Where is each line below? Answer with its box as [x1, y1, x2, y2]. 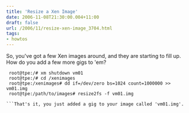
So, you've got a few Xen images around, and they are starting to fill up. [6, 53, 181, 59]
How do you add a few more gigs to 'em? [6, 59, 107, 66]
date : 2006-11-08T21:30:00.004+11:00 [6, 14, 100, 20]
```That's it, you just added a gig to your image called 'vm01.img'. [6, 101, 184, 107]
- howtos [6, 36, 28, 42]
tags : [6, 31, 20, 37]
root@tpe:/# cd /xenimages [8, 75, 76, 81]
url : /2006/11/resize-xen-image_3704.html [6, 25, 113, 31]
